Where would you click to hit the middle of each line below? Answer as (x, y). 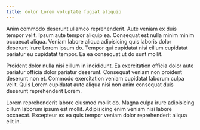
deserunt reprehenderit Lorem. (44, 91)
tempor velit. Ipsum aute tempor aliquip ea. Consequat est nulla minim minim (100, 35)
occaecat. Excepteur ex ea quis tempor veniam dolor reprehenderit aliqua (97, 115)
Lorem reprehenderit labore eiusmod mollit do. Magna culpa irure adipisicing (100, 103)
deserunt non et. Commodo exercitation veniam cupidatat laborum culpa (95, 78)
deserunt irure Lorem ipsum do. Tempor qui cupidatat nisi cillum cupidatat (97, 48)
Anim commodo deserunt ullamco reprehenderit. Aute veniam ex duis (92, 29)
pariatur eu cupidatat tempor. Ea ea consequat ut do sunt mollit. (84, 54)
